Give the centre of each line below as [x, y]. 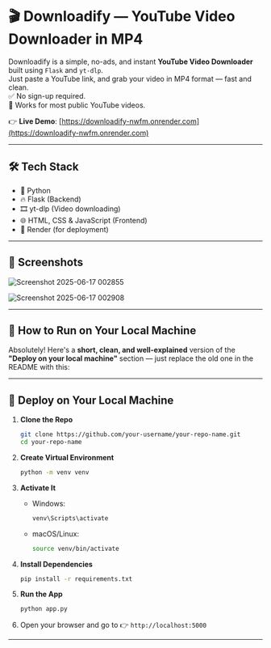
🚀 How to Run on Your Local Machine [102, 330]
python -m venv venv [54, 472]
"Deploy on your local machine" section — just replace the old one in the [131, 358]
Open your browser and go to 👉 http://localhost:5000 [113, 625]
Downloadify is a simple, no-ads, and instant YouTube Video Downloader [131, 61]
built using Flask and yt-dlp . [56, 70]
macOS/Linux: [55, 534]
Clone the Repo [46, 420]
